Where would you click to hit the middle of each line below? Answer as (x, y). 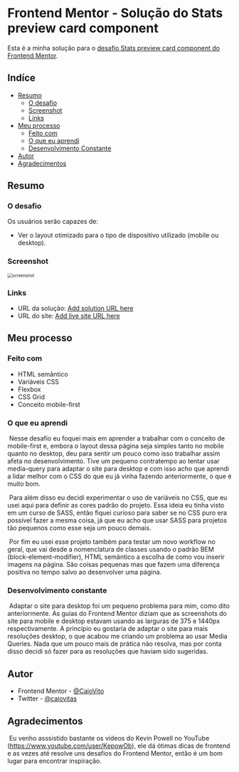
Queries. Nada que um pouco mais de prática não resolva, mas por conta (115, 644)
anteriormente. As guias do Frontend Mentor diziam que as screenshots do (117, 614)
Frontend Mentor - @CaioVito (61, 691)
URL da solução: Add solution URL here (75, 309)
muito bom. (24, 484)
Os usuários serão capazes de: (53, 222)
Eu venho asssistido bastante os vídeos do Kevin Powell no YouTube (109, 738)
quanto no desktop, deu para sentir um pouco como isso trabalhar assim (114, 453)
